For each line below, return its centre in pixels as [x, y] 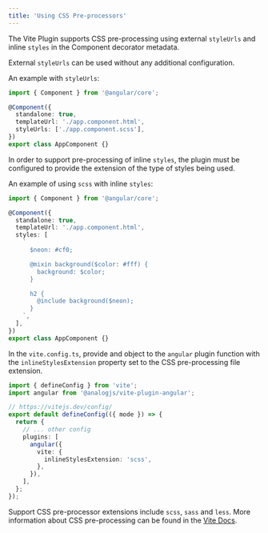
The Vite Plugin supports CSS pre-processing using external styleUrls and [132, 38]
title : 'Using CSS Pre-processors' [68, 16]
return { [30, 422]
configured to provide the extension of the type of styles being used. [122, 168]
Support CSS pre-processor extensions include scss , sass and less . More [129, 511]
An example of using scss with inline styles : [81, 183]
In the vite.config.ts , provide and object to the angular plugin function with [134, 354]
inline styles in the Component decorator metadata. [94, 47]
